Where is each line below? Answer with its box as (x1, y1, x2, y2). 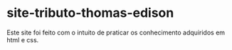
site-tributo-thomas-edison (6, 5, 174, 21)
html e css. (6, 35, 39, 44)
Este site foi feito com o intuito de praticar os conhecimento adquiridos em (6, 28, 226, 37)
